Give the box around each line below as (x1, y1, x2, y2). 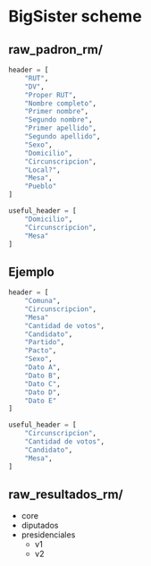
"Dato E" (24, 396, 57, 405)
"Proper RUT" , (24, 90, 77, 99)
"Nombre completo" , (24, 98, 97, 108)
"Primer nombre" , (24, 107, 89, 116)
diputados (21, 520, 59, 531)
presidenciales (21, 529, 76, 540)
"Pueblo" (24, 182, 57, 191)
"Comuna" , (24, 297, 62, 306)
